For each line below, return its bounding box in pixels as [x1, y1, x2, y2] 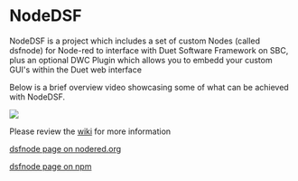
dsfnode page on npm [9, 160, 92, 172]
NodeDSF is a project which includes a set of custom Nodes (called [9, 35, 260, 46]
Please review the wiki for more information [9, 126, 172, 137]
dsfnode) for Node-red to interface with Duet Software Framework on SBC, [9, 44, 289, 55]
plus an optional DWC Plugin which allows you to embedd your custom [9, 54, 273, 65]
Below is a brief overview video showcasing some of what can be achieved [9, 81, 289, 92]
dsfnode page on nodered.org [9, 143, 122, 154]
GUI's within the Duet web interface [9, 64, 143, 75]
